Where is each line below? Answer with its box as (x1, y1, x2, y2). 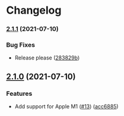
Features (6, 89, 33, 98)
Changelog (6, 4, 62, 17)
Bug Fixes (6, 41, 36, 49)
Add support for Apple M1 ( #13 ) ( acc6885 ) (14, 103, 119, 110)
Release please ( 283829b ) (14, 54, 80, 61)
